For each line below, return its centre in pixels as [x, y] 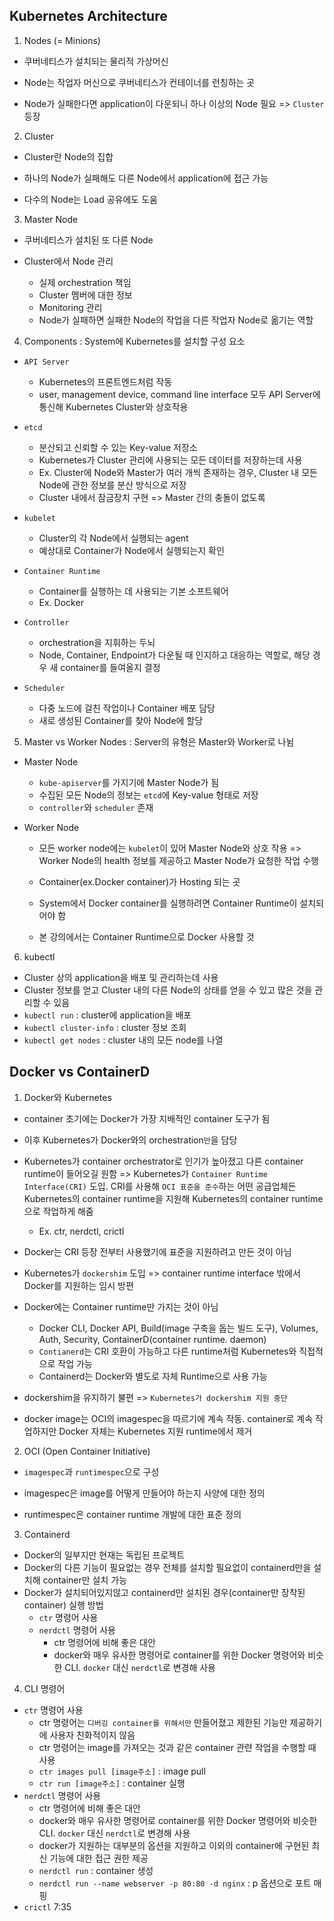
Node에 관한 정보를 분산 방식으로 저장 [112, 485]
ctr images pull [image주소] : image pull [122, 1771]
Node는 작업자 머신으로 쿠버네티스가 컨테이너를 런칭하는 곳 [139, 82]
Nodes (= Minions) [62, 40]
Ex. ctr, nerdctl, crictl [81, 1231]
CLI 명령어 [44, 1688]
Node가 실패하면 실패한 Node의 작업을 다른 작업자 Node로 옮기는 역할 [176, 320]
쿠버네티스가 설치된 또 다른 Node [88, 240]
